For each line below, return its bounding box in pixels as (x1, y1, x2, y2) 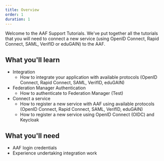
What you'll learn (5, 56, 60, 64)
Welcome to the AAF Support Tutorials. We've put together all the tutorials (5, 31, 158, 37)
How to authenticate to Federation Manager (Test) (20, 90, 124, 96)
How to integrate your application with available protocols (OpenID (20, 74, 157, 80)
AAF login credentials (12, 145, 57, 150)
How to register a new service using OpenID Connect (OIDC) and (20, 111, 154, 118)
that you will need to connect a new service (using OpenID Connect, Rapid (5, 36, 159, 42)
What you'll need (5, 131, 60, 140)
